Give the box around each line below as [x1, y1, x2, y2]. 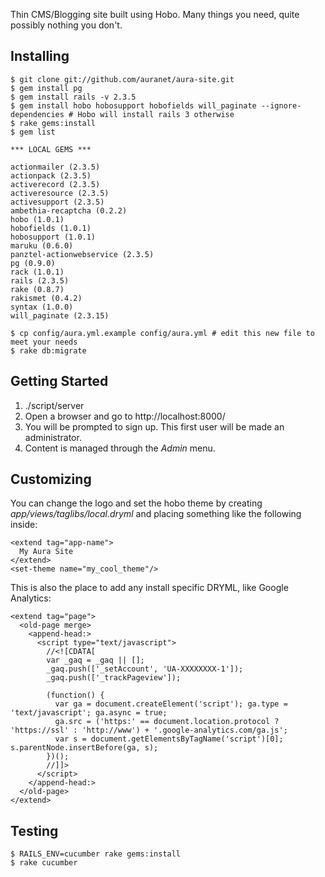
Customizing [10, 471, 92, 488]
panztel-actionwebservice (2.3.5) [10, 249, 155, 259]
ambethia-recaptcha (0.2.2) [10, 205, 128, 216]
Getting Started [10, 373, 109, 390]
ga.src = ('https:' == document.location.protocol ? [54, 717, 280, 727]
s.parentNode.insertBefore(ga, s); [10, 743, 159, 753]
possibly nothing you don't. [10, 19, 123, 31]
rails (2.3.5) [10, 275, 70, 286]
